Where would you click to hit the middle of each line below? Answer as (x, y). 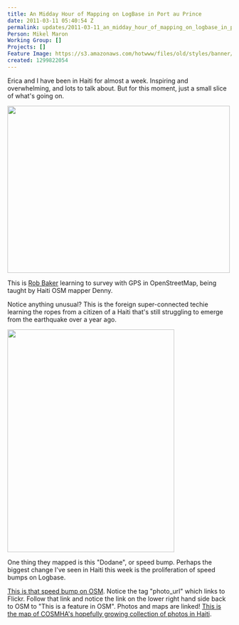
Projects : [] (27, 47)
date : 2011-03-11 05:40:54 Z (51, 21)
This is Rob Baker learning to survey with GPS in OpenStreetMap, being (112, 283)
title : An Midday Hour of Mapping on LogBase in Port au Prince (105, 14)
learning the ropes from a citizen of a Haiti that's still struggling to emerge (116, 311)
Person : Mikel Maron (38, 34)
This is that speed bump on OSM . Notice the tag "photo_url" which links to (116, 591)
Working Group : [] (34, 41)
